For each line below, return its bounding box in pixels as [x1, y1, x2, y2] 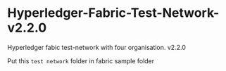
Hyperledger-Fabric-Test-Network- [7, 5, 220, 21]
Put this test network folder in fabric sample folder [7, 56, 155, 65]
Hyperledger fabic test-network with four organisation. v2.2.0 [7, 43, 187, 51]
